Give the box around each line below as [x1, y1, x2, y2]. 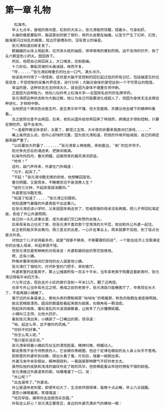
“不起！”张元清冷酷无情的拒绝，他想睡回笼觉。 [11, 174, 94, 180]
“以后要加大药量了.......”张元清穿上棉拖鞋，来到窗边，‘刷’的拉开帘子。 [11, 143, 144, 148]
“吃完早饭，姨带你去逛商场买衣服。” [11, 396, 74, 401]
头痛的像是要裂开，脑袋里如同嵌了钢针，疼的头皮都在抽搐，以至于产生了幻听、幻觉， [11, 33, 160, 38]
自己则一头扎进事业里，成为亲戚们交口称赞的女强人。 [11, 216, 104, 222]
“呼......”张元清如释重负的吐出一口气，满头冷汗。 [11, 69, 104, 74]
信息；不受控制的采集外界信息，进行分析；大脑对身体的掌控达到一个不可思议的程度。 [8, 80, 157, 85]
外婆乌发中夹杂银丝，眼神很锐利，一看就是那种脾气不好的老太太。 [11, 359, 126, 364]
